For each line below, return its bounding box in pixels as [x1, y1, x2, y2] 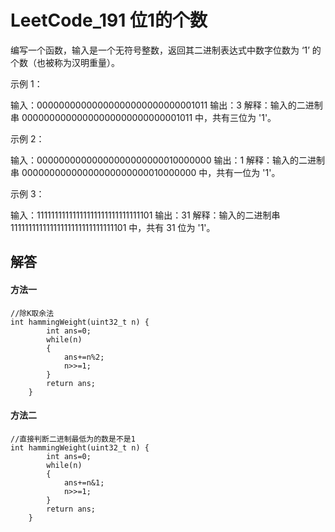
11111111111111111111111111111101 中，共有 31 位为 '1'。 [10, 221, 216, 233]
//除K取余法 [10, 308, 55, 318]
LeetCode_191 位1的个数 [10, 9, 208, 32]
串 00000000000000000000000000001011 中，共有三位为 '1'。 [10, 111, 277, 123]
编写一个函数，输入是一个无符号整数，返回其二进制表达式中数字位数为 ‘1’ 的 [10, 44, 322, 56]
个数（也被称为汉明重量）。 [10, 56, 120, 68]
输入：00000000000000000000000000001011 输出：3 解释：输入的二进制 [10, 99, 323, 111]
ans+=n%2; [63, 352, 105, 362]
